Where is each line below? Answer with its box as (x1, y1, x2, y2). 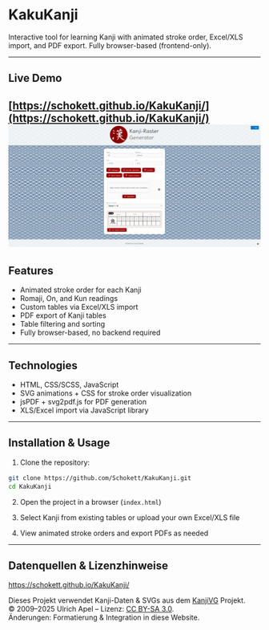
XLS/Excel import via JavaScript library (19, 405, 150, 415)
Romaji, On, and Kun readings (19, 294, 118, 303)
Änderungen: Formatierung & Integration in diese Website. (8, 612, 200, 623)
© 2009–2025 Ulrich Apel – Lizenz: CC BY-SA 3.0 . (8, 604, 175, 614)
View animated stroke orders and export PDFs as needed (19, 528, 209, 538)
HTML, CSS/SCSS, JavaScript (19, 380, 119, 389)
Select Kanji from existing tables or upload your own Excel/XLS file (19, 512, 240, 522)
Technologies (8, 359, 78, 372)
